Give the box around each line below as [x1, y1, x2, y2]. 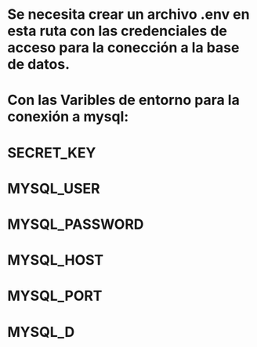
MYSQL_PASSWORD [7, 215, 144, 233]
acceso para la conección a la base [7, 39, 240, 56]
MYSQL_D [7, 323, 75, 341]
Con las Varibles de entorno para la [7, 92, 240, 109]
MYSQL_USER [7, 179, 100, 197]
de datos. [7, 56, 71, 74]
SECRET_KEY [7, 143, 96, 161]
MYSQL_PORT [7, 287, 103, 305]
